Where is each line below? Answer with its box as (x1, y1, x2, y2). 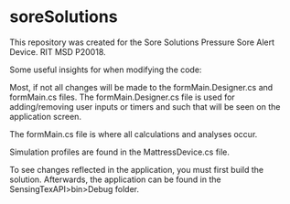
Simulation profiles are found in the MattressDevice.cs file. (9, 146, 231, 157)
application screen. (9, 111, 82, 122)
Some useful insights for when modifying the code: (9, 64, 202, 75)
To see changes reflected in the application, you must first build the (9, 164, 263, 175)
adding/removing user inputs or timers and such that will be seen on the (9, 101, 281, 112)
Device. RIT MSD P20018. (9, 46, 107, 57)
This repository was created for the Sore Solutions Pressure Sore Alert (9, 37, 275, 48)
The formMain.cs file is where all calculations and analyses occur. (9, 128, 258, 139)
